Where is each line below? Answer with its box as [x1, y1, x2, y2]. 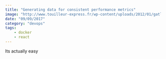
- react [14, 35, 30, 40]
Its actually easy [5, 48, 39, 54]
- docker [14, 30, 32, 35]
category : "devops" [5, 21, 45, 26]
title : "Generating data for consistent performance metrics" [5, 7, 136, 12]
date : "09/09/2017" [5, 16, 45, 21]
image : [5, 12, 19, 17]
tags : [5, 26, 16, 30]
